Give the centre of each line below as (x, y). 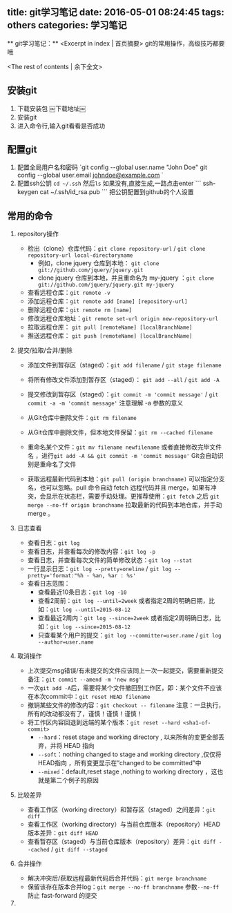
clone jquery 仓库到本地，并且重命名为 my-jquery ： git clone (126, 278)
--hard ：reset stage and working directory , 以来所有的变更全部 (128, 737)
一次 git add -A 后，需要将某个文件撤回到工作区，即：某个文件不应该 (125, 688)
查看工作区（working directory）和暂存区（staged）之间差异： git (122, 809)
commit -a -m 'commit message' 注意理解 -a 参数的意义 (105, 403)
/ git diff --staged (79, 849)
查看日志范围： (49, 584)
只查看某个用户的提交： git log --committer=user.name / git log (130, 635)
